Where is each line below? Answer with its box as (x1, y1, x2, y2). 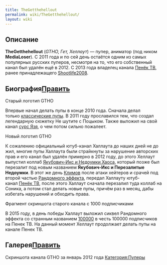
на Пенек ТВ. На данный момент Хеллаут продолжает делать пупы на (5, 221, 156, 227)
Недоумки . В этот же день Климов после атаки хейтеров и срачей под (5, 170, 158, 176)
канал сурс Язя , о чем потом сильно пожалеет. (5, 123, 107, 129)
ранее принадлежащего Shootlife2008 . (5, 70, 89, 76)
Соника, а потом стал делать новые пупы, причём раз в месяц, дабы (5, 186, 154, 191)
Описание (5, 35, 39, 44)
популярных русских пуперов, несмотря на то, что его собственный (5, 59, 152, 65)
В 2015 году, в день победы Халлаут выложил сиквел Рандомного (5, 210, 147, 216)
